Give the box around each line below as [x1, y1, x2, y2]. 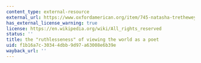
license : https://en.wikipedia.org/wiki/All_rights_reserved [6, 25, 162, 32]
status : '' [6, 31, 33, 37]
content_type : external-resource [6, 8, 90, 15]
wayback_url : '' [6, 48, 47, 54]
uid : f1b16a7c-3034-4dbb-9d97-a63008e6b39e [6, 43, 117, 49]
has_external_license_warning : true [6, 20, 98, 26]
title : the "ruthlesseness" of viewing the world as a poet [6, 37, 160, 43]
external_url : [6, 14, 42, 20]
